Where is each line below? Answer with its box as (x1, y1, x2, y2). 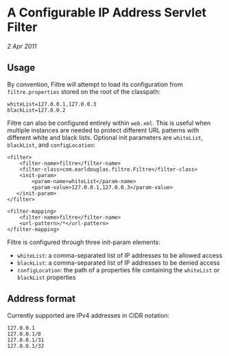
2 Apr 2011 (7, 42, 37, 50)
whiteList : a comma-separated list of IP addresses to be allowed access (16, 251, 223, 259)
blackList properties (16, 273, 76, 281)
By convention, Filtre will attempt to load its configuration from (7, 80, 183, 88)
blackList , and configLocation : (7, 141, 96, 149)
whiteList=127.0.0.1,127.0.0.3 (7, 101, 97, 108)
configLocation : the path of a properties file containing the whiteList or (16, 265, 220, 274)
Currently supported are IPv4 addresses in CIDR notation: (7, 311, 170, 320)
